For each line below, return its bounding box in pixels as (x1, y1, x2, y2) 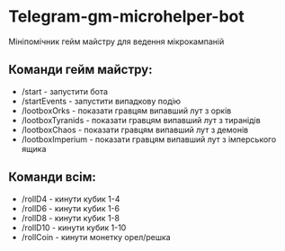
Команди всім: (8, 169, 96, 185)
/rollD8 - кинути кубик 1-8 (21, 212, 120, 223)
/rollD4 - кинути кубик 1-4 (21, 193, 120, 204)
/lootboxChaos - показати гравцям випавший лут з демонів (21, 124, 249, 135)
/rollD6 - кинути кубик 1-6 (21, 202, 120, 213)
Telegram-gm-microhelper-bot (8, 6, 245, 27)
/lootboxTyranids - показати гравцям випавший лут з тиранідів (21, 114, 262, 125)
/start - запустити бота (21, 85, 109, 96)
